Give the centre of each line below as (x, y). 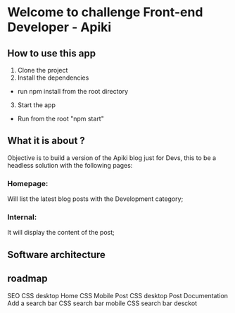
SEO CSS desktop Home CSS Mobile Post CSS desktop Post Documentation (118, 295)
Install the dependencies (53, 78)
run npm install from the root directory (73, 91)
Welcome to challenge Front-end (105, 12)
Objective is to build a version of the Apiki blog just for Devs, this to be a (112, 158)
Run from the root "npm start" (61, 118)
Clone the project (43, 70)
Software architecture (56, 254)
